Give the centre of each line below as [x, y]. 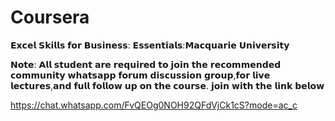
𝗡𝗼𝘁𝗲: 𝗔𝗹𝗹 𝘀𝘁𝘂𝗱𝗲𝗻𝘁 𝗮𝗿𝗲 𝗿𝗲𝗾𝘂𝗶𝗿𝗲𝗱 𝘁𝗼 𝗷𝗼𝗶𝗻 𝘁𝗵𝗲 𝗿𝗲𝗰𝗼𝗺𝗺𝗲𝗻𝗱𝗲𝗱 [146, 64]
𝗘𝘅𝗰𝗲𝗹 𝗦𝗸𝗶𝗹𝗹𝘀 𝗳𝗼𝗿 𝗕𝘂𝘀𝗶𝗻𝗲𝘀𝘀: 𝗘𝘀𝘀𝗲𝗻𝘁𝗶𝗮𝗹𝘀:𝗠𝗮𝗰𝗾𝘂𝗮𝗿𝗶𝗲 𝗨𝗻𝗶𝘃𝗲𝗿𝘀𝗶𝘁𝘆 [150, 45]
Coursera [50, 17]
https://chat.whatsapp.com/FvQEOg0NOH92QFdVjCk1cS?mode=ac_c [154, 105]
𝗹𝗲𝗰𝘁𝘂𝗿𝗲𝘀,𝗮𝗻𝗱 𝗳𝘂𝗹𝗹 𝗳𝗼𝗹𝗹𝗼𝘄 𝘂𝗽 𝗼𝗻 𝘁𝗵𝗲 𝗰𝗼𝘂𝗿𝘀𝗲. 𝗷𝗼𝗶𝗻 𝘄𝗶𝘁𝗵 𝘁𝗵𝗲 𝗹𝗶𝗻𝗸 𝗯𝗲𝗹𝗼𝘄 [167, 85]
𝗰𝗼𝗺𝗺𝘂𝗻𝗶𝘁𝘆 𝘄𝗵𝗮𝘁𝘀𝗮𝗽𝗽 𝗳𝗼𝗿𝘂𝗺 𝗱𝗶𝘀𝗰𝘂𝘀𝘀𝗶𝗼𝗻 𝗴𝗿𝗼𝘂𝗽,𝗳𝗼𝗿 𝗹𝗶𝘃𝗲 [140, 75]
